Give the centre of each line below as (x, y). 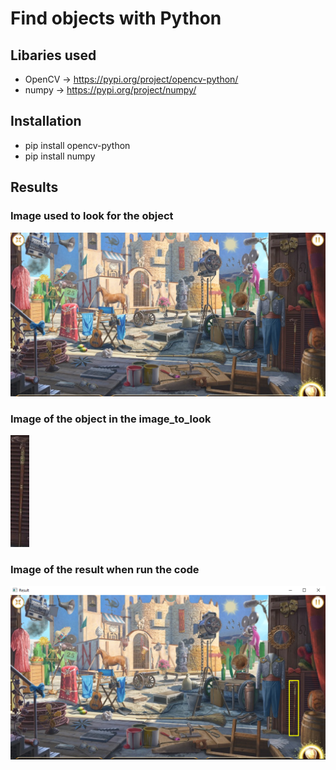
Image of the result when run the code (105, 569)
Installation (46, 121)
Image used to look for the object (92, 216)
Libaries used (53, 55)
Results (34, 187)
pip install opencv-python (77, 145)
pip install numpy (60, 156)
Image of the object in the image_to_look (111, 419)
